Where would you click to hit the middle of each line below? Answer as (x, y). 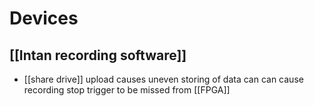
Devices (44, 18)
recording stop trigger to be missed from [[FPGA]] (127, 90)
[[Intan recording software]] (98, 55)
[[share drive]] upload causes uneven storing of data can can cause (163, 79)
